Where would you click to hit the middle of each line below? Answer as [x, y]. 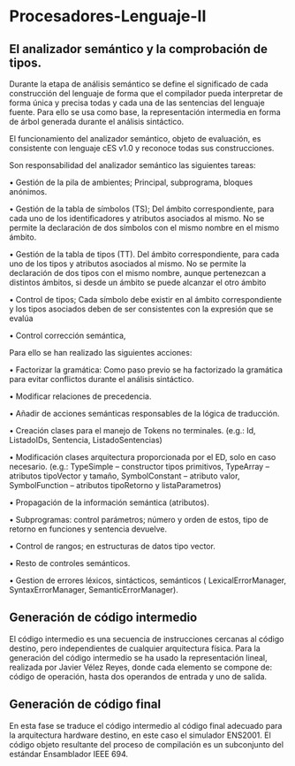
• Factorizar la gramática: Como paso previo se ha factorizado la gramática [146, 370]
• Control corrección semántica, [68, 335]
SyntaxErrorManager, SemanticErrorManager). [94, 590]
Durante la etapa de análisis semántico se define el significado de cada [139, 84]
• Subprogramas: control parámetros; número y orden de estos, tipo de [139, 520]
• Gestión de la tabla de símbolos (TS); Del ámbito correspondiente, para [142, 209]
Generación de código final [85, 705]
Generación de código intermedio [103, 618]
